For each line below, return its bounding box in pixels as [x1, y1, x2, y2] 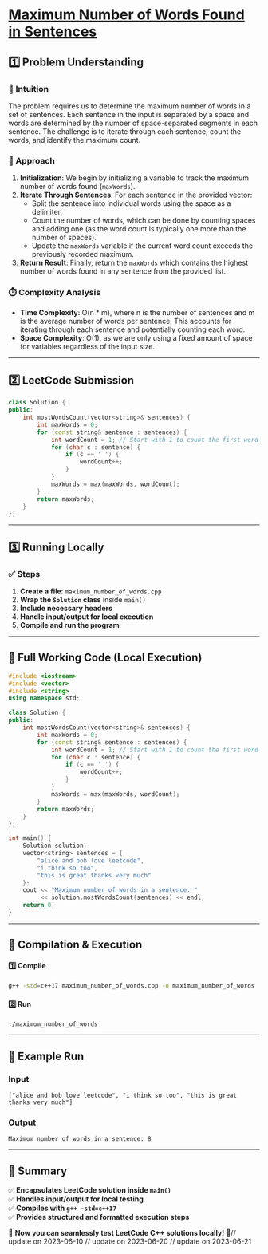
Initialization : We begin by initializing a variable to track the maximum [19, 173, 250, 183]
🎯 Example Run [8, 1049, 85, 1063]
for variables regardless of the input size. [19, 341, 156, 352]
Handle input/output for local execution [19, 612, 154, 621]
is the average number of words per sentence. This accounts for [19, 317, 232, 326]
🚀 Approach [8, 155, 56, 166]
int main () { [8, 834, 52, 842]
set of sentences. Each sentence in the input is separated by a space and [8, 109, 250, 119]
